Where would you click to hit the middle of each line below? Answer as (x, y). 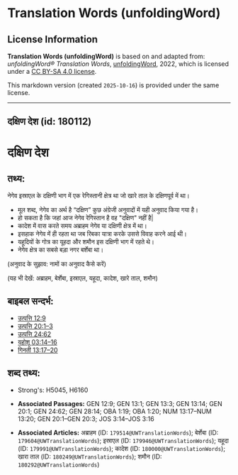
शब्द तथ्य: (24, 373)
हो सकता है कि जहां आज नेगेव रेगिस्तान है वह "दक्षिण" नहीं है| (85, 218)
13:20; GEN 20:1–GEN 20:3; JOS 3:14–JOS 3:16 (86, 419)
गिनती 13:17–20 (38, 350)
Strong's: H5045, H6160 (53, 390)
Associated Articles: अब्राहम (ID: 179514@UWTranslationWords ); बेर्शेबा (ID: (118, 433)
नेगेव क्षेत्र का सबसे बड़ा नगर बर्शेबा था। (61, 250)
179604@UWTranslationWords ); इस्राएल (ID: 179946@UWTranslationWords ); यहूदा (123, 441)
